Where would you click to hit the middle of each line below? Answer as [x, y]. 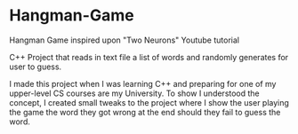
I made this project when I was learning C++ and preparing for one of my [143, 83]
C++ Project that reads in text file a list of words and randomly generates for [149, 57]
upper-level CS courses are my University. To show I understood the [134, 93]
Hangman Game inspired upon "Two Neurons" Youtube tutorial [125, 40]
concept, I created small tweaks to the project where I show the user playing [149, 102]
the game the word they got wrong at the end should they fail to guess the [145, 112]
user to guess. [36, 67]
